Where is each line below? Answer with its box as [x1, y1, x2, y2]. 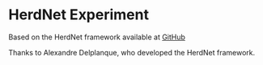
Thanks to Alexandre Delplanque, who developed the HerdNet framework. [8, 47, 256, 57]
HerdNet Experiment [8, 6, 150, 24]
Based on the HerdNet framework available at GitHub [8, 32, 186, 42]
